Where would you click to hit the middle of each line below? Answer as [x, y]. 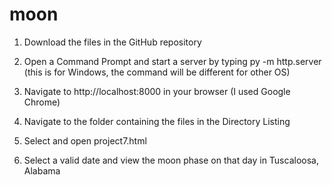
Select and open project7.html [85, 140]
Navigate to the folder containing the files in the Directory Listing [157, 121]
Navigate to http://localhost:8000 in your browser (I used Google [157, 91]
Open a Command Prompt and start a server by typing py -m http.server [172, 61]
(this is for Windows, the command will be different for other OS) [157, 72]
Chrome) [42, 102]
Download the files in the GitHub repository [112, 42]
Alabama [42, 170]
